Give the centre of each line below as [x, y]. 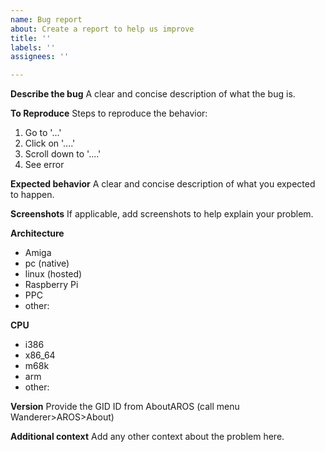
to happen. [32, 195]
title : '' [31, 38]
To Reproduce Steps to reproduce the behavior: [109, 113]
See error [44, 165]
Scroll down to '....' [63, 154]
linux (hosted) [53, 274]
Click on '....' [50, 143]
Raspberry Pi [51, 285]
